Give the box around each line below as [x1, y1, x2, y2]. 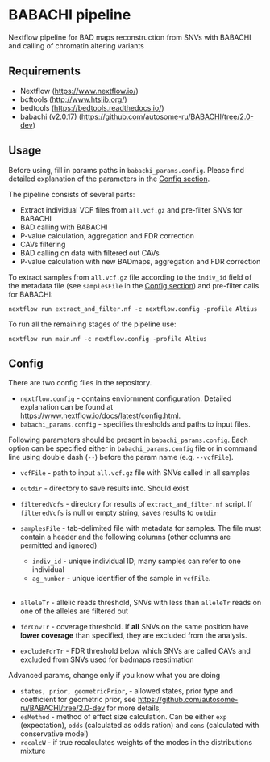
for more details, [106, 703, 161, 713]
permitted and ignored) [19, 541, 98, 550]
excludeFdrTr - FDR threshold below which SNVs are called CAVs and [19, 646, 251, 656]
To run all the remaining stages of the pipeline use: [8, 319, 177, 329]
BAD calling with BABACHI [19, 222, 108, 232]
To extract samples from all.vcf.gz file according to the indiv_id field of [8, 272, 252, 282]
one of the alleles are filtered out [19, 606, 129, 616]
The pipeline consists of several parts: [8, 189, 135, 199]
